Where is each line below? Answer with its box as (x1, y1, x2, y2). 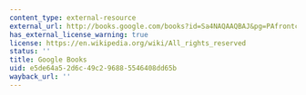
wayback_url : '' (9, 72, 71, 81)
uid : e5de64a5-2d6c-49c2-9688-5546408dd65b (9, 64, 178, 73)
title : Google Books (9, 55, 88, 64)
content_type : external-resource (9, 13, 137, 23)
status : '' (9, 47, 51, 56)
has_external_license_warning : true (9, 30, 148, 39)
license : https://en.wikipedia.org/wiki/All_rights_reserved (9, 38, 247, 48)
